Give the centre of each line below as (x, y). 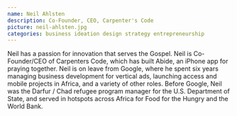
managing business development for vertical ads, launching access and (112, 76)
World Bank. (25, 106)
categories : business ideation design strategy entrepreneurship (106, 34)
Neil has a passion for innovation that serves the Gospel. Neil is (100, 54)
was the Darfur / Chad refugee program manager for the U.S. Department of (119, 91)
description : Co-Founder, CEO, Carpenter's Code (81, 21)
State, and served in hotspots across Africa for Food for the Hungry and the (118, 99)
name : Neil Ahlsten (36, 14)
